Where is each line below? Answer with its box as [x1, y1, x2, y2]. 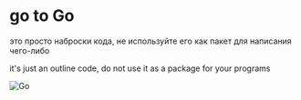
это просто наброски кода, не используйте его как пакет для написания [9, 35, 292, 46]
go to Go [9, 5, 75, 26]
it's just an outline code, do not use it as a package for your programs [9, 63, 271, 74]
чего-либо [9, 45, 50, 55]
